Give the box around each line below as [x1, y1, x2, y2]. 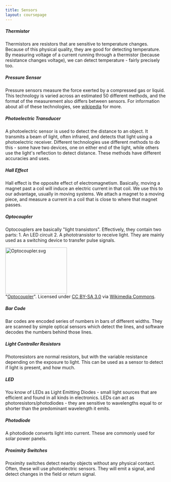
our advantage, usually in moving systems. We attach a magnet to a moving [5, 191, 164, 197]
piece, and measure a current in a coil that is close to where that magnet [5, 196, 158, 203]
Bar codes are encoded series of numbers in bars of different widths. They [5, 318, 162, 324]
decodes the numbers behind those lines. [5, 329, 93, 335]
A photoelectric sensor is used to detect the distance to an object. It [5, 128, 148, 135]
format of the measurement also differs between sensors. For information [5, 98, 160, 104]
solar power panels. [5, 435, 47, 442]
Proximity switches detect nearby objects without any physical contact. [5, 460, 156, 466]
